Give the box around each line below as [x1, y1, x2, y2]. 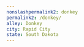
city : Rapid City [6, 26, 51, 32]
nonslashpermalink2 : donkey [6, 9, 78, 15]
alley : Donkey [6, 20, 43, 26]
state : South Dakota [6, 32, 59, 38]
